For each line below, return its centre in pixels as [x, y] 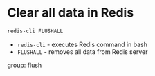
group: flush [25, 65]
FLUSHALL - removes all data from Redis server [82, 51]
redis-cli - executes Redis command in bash [82, 44]
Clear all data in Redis [71, 13]
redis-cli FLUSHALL [35, 31]
